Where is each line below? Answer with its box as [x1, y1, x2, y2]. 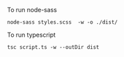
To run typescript [7, 31, 56, 39]
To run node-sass [7, 6, 57, 14]
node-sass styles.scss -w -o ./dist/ [7, 19, 118, 26]
